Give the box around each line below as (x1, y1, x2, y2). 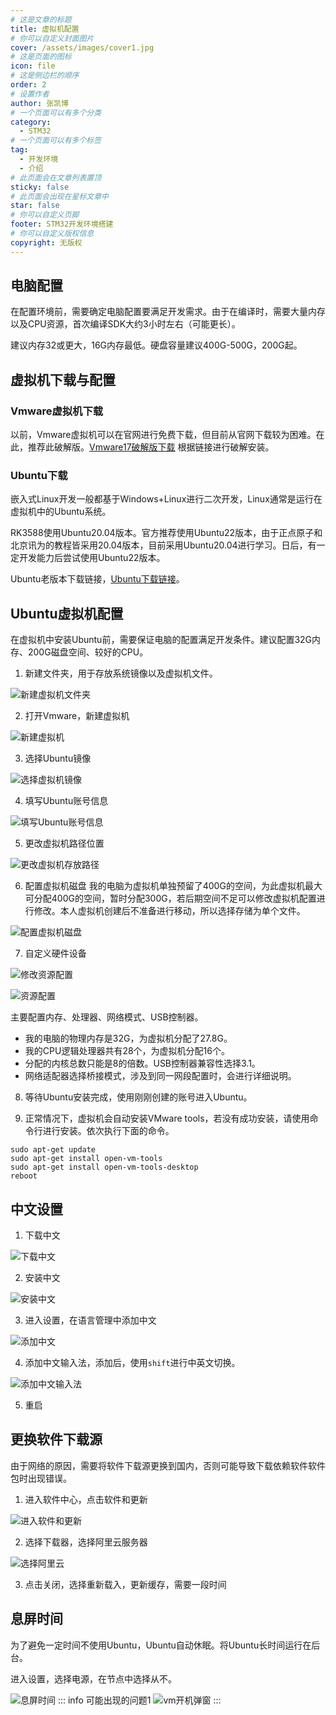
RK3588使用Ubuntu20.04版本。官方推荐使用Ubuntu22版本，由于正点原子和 (10, 527, 323, 539)
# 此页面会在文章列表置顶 (10, 172, 102, 183)
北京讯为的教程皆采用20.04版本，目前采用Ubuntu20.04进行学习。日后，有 (10, 539, 317, 551)
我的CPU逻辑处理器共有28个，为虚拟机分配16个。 (24, 1045, 230, 1057)
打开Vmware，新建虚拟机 (24, 710, 130, 722)
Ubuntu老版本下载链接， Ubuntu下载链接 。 (10, 573, 185, 585)
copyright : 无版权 (10, 237, 83, 248)
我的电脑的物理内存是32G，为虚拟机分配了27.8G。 (24, 1032, 233, 1045)
